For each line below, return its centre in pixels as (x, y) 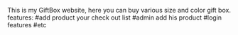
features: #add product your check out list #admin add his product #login (115, 17)
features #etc (27, 25)
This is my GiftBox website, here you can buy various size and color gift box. (119, 10)
